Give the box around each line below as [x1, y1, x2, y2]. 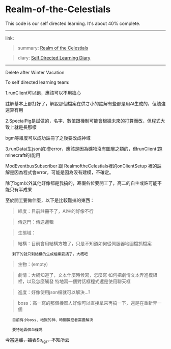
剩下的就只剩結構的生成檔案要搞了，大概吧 [12, 251, 88, 256]
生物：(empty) [17, 261, 48, 267]
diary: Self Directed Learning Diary [17, 54, 91, 61]
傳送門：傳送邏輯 [17, 219, 54, 225]
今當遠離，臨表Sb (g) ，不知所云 [5, 337, 70, 344]
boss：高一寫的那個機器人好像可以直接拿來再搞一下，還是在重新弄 [17, 300, 158, 306]
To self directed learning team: [5, 79, 70, 85]
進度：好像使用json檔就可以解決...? [17, 289, 91, 295]
